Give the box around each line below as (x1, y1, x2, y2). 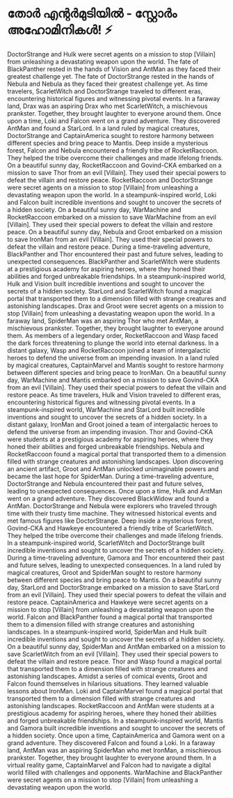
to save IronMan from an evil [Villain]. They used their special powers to (7, 235, 213, 243)
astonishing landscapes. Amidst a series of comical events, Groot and (7, 672, 207, 680)
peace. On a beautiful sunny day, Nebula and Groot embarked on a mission (7, 227, 223, 236)
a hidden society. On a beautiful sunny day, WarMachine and (7, 205, 182, 214)
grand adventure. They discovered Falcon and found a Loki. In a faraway (7, 738, 216, 747)
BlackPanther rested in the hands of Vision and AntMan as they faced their (7, 65, 221, 73)
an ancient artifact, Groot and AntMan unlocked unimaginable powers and (7, 464, 219, 473)
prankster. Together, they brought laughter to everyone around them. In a (7, 753, 217, 762)
